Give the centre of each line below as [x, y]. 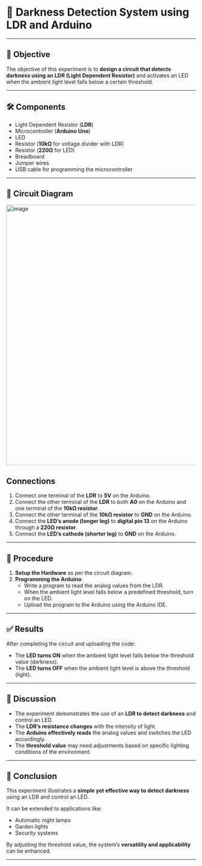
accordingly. [30, 739]
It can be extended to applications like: [54, 809]
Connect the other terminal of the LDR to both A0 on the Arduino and [100, 502]
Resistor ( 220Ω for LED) [45, 150]
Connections [31, 481]
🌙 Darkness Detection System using [98, 12]
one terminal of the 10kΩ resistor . [57, 508]
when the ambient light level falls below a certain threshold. [80, 82]
